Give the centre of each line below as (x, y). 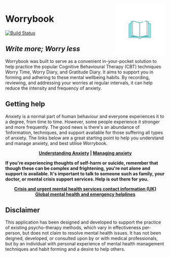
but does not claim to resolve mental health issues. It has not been (92, 233)
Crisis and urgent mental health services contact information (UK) (85, 189)
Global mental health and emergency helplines (85, 194)
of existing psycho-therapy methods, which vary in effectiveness (73, 228)
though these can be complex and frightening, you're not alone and (78, 168)
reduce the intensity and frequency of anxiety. (54, 88)
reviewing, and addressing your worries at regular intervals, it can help (79, 83)
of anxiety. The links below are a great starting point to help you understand (84, 138)
